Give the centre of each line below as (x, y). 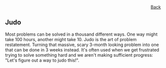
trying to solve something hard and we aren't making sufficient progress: (79, 55)
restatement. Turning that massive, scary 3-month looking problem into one (82, 45)
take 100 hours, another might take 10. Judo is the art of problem (71, 39)
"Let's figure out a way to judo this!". (42, 60)
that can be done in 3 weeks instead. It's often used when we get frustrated (82, 50)
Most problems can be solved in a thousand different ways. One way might (81, 34)
